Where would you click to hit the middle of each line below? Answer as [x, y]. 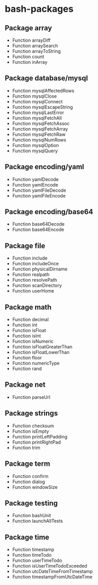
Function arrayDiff [31, 40]
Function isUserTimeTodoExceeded [50, 566]
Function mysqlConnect [37, 101]
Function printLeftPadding [40, 436]
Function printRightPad [36, 442]
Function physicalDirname [40, 269]
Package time [27, 537]
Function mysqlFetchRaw [39, 134]
